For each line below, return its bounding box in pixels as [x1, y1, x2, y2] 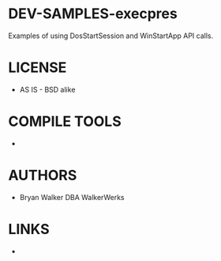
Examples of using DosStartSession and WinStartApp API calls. [8, 31, 214, 40]
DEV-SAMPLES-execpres [8, 5, 178, 23]
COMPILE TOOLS [8, 112, 122, 130]
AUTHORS [8, 167, 77, 184]
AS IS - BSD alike [19, 85, 76, 94]
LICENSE [8, 59, 67, 77]
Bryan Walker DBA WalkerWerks [19, 192, 125, 202]
